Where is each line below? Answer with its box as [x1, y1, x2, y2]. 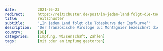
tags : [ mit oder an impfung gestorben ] [5, 39, 105, 44]
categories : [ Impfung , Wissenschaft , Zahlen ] [5, 34, 105, 39]
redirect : [5, 12, 25, 17]
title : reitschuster [5, 16, 64, 21]
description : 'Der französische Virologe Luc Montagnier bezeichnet [5, 25, 151, 30]
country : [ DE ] [5, 30, 47, 34]
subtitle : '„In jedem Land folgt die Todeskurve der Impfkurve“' [5, 20, 151, 26]
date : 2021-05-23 [5, 7, 60, 12]
